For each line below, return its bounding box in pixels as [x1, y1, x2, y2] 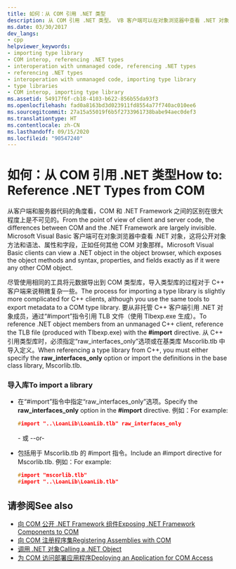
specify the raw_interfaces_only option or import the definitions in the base [7, 354, 228, 363]
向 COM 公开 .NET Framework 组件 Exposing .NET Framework [17, 519, 195, 528]
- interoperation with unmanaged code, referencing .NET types [7, 63, 197, 70]
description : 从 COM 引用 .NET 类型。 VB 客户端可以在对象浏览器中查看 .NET [7, 17, 216, 24]
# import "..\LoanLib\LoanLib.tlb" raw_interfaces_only [17, 420, 182, 427]
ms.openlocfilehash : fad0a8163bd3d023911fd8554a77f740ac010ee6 [7, 102, 197, 109]
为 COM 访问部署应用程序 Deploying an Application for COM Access [17, 554, 214, 562]
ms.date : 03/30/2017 [7, 23, 68, 30]
